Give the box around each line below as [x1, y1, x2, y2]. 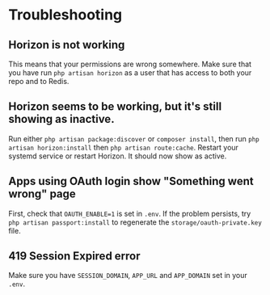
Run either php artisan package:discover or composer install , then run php [8, 133, 260, 143]
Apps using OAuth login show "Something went [8, 175, 254, 188]
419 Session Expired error [8, 249, 141, 263]
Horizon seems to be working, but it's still [8, 99, 222, 114]
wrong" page [8, 188, 77, 201]
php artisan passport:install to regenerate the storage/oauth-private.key [8, 217, 263, 227]
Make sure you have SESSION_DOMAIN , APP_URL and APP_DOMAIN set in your [8, 271, 248, 280]
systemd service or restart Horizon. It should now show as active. [8, 151, 227, 161]
